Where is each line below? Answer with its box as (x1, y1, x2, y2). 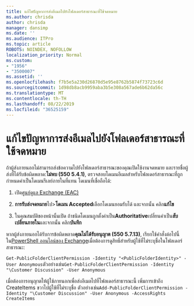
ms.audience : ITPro (6, 36, 54, 42)
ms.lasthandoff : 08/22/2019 (6, 101, 75, 107)
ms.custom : (6, 57, 33, 63)
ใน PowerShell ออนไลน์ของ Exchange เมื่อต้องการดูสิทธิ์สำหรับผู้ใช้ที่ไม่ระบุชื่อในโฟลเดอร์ (6, 238, 183, 245)
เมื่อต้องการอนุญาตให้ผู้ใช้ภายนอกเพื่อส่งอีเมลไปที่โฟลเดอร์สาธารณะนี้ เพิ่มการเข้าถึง (6, 277, 163, 284)
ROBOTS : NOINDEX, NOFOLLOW (6, 47, 72, 53)
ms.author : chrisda (6, 14, 54, 20)
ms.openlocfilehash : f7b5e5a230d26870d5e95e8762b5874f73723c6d (6, 80, 164, 85)
